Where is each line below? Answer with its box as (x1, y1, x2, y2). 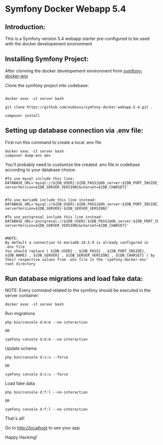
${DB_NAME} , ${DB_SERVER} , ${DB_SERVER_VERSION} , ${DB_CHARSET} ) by (5, 253, 155, 258)
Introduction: (5, 23, 46, 31)
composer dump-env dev (5, 153, 51, 158)
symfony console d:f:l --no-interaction (5, 407, 88, 412)
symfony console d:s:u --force (5, 372, 68, 377)
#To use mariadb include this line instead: (5, 197, 97, 203)
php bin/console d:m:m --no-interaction (5, 320, 88, 325)
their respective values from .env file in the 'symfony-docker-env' (5, 257, 149, 262)
